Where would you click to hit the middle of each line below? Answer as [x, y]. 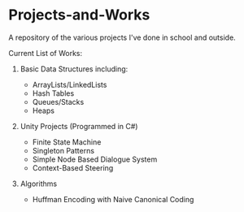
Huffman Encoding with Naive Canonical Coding [113, 199]
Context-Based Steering [73, 167]
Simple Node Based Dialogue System [95, 159]
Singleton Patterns [63, 150]
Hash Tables [53, 93]
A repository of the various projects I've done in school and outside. [122, 37]
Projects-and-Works [79, 15]
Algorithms [39, 184]
